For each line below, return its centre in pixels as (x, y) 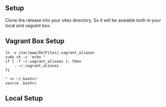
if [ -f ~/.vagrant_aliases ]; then (43, 61)
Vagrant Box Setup (35, 41)
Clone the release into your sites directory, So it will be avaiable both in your (83, 20)
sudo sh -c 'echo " (25, 57)
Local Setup (24, 98)
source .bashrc (21, 83)
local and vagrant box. (28, 25)
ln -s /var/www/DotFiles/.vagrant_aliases (50, 53)
